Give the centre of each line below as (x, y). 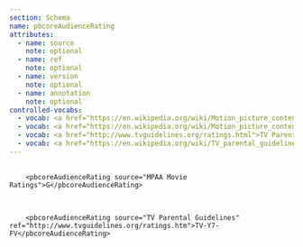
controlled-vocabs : (46, 110)
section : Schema (40, 18)
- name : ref (40, 59)
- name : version (48, 77)
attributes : (32, 34)
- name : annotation (54, 93)
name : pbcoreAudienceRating (62, 26)
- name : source (46, 43)
